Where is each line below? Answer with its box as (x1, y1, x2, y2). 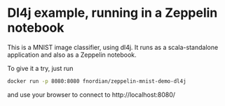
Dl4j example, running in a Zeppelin (7, 5, 218, 21)
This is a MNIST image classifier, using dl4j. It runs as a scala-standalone (7, 43, 219, 51)
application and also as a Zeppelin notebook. (7, 51, 137, 59)
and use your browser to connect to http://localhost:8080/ (7, 90, 176, 99)
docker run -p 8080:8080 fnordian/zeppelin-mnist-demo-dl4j (7, 77, 187, 85)
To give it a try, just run (7, 64, 74, 72)
